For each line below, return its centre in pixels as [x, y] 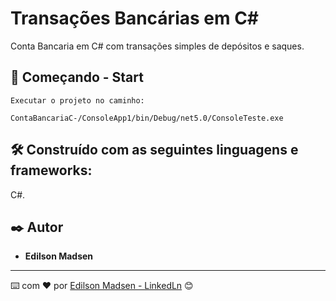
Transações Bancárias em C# [135, 18]
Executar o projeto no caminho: [77, 100]
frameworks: [51, 170]
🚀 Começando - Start [77, 77]
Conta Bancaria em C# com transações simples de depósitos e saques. [157, 46]
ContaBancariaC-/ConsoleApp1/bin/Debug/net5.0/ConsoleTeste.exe [147, 118]
